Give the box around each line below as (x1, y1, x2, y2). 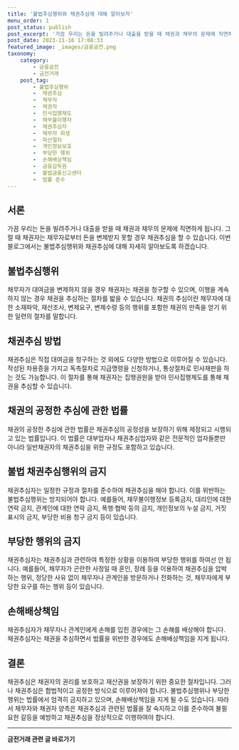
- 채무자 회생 (33, 130, 70, 137)
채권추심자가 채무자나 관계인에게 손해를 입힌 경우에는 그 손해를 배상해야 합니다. (7, 625, 226, 634)
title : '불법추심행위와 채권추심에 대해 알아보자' (7, 10, 134, 18)
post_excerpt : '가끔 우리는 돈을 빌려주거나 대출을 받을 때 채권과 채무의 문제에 (7, 30, 216, 38)
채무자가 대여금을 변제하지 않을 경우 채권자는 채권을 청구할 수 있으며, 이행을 (7, 286, 216, 294)
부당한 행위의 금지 (7, 535, 81, 547)
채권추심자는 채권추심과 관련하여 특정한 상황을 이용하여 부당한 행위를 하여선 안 (7, 556, 224, 564)
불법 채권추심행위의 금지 (7, 466, 107, 478)
